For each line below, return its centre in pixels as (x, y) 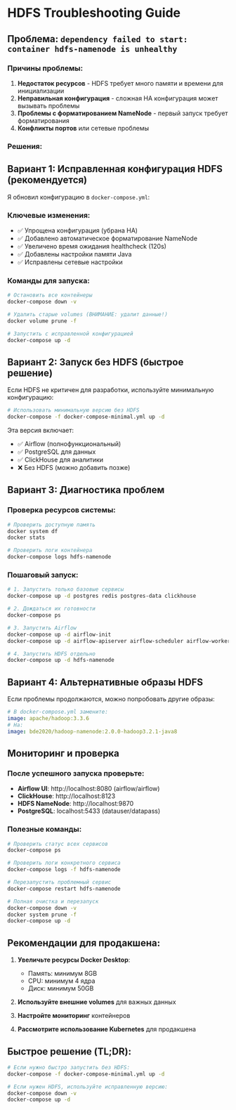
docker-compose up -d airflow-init (59, 634)
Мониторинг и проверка (63, 753)
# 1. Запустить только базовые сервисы (66, 589)
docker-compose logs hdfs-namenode (59, 557)
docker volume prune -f (42, 321)
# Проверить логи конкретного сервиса (64, 863)
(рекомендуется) (47, 180)
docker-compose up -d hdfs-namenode (61, 660)
